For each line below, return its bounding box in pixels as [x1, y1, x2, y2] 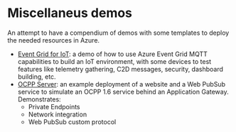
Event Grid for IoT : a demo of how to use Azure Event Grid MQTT [17, 50, 208, 58]
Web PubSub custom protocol [28, 117, 117, 126]
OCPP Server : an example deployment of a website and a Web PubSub [17, 79, 226, 88]
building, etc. [17, 72, 56, 81]
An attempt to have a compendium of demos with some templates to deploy [7, 28, 230, 37]
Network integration [28, 110, 87, 119]
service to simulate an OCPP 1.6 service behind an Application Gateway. [17, 87, 229, 96]
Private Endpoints [28, 102, 80, 111]
